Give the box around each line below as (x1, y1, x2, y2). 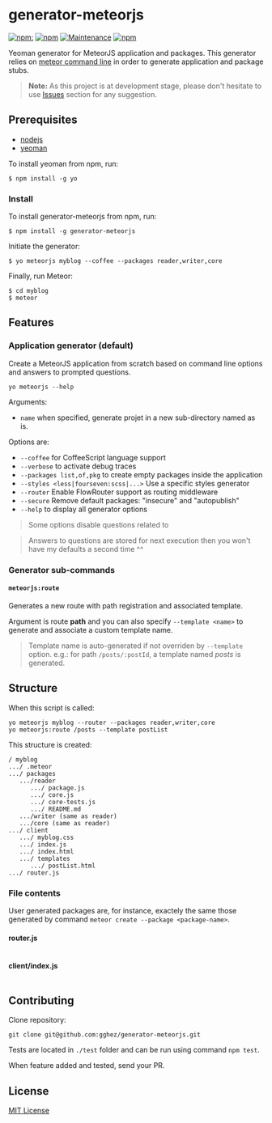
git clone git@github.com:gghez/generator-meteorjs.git (8, 1031, 201, 1039)
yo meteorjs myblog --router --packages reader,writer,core (8, 718, 216, 727)
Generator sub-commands (8, 564, 116, 575)
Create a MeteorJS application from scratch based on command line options (8, 358, 263, 368)
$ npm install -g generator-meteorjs (8, 227, 136, 235)
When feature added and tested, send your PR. (8, 1061, 165, 1070)
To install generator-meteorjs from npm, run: (8, 212, 157, 222)
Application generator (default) (8, 340, 134, 351)
